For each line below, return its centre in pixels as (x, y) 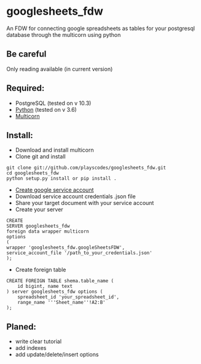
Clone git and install (40, 157)
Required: (26, 88)
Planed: (22, 327)
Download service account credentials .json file (76, 196)
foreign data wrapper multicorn (48, 231)
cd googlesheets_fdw (33, 173)
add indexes (31, 348)
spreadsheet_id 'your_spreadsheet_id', (69, 297)
